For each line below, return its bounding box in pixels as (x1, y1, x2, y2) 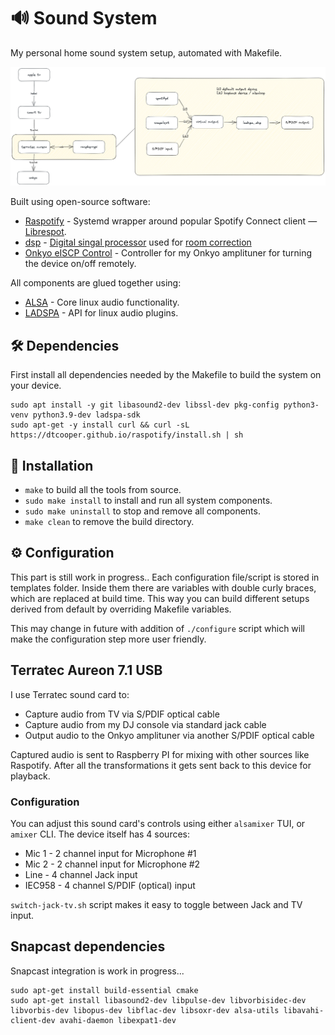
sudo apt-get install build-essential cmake (10, 985, 199, 995)
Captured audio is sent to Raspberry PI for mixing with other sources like (10, 748, 310, 760)
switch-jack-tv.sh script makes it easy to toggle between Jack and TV (10, 898, 303, 910)
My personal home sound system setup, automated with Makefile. (10, 46, 283, 59)
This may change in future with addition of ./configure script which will (10, 622, 305, 634)
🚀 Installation (10, 457, 94, 474)
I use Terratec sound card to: (10, 688, 130, 700)
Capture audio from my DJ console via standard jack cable (24, 718, 267, 730)
